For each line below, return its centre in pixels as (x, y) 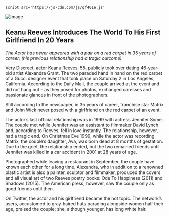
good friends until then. (30, 188)
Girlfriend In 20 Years (40, 40)
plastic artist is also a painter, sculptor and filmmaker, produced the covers (83, 172)
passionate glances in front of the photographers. (57, 95)
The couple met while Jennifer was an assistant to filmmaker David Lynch (82, 125)
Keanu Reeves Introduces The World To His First (83, 33)
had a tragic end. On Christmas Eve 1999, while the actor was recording (80, 136)
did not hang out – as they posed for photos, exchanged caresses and (78, 89)
